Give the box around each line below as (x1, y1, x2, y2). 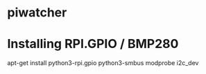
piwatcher (7, 5, 67, 21)
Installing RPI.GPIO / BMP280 (7, 36, 179, 52)
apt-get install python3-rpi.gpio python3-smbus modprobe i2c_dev (7, 59, 199, 67)
